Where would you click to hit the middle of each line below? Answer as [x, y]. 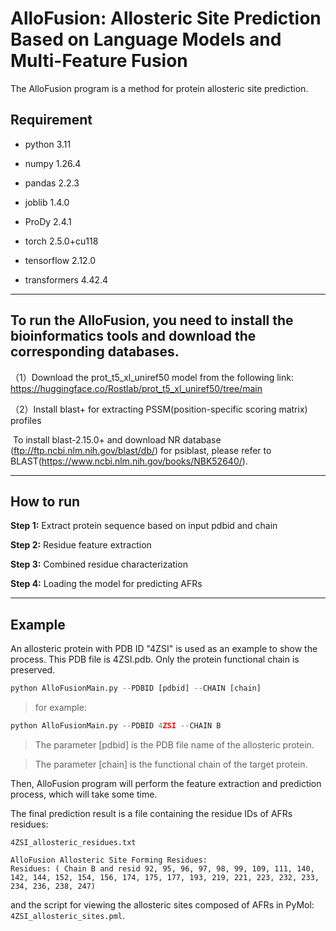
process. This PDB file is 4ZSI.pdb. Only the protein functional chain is [155, 659]
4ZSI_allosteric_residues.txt [73, 842]
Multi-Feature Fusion [99, 61]
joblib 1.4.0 [47, 202]
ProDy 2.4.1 [48, 221]
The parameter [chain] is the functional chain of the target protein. [171, 764]
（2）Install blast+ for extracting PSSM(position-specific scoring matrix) [159, 409]
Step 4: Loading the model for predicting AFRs [106, 584]
